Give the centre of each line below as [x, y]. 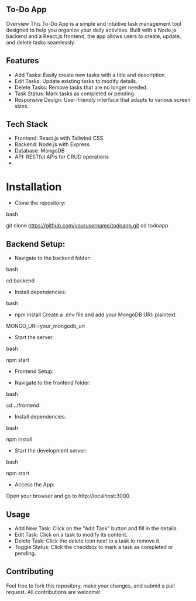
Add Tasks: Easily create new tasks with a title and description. [90, 75]
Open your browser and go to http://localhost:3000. [68, 496]
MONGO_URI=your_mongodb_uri [46, 326]
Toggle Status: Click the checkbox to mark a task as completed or [94, 547]
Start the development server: [51, 451]
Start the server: [34, 337]
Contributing [30, 571]
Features [23, 61]
